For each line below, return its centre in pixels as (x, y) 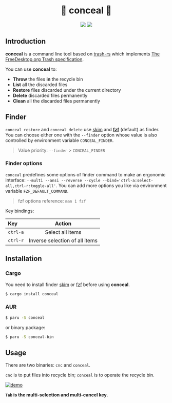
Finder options (24, 164)
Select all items (63, 232)
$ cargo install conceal (32, 294)
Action (63, 224)
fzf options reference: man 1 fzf (52, 201)
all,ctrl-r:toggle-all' (31, 186)
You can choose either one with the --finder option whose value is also (81, 135)
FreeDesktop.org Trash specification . (44, 59)
